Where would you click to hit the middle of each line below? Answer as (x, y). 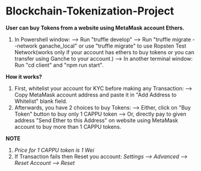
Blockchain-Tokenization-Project (90, 11)
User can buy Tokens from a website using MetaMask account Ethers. (95, 28)
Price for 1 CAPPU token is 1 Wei (54, 150)
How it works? (24, 76)
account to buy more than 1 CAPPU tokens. (68, 126)
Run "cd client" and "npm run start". (59, 65)
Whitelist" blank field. (41, 101)
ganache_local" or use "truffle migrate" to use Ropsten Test (113, 46)
